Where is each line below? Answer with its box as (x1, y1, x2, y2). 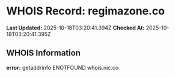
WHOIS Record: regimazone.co (6, 4, 165, 18)
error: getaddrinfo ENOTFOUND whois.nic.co (6, 64, 119, 71)
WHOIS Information (6, 48, 81, 58)
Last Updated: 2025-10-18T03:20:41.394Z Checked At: (6, 24, 145, 31)
